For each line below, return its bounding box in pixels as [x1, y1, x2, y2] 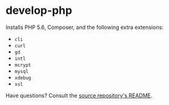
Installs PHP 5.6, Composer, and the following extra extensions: [5, 24, 164, 31]
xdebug [14, 75, 31, 81]
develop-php [5, 4, 73, 17]
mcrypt [14, 62, 31, 68]
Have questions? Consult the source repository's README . [5, 92, 153, 99]
